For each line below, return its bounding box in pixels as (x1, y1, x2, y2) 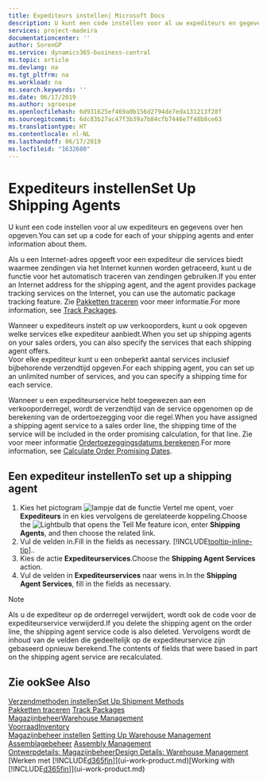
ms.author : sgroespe (8, 100, 77, 108)
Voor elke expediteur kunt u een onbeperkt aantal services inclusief (8, 355, 230, 365)
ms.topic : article (8, 57, 69, 64)
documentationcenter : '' (8, 33, 91, 42)
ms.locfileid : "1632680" (8, 145, 91, 153)
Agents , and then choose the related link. (19, 529, 157, 538)
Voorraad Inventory (8, 721, 70, 731)
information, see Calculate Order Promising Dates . (8, 447, 172, 456)
